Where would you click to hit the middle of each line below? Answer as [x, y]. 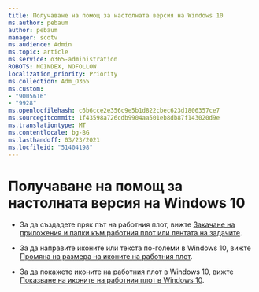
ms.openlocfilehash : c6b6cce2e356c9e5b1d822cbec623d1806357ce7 [114, 111]
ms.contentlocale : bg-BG [49, 132]
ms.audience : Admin [40, 45]
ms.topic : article [38, 52]
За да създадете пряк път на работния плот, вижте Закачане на [127, 224]
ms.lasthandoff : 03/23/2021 [54, 140]
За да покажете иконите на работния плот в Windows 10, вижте [126, 272]
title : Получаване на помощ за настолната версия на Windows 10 [116, 15]
